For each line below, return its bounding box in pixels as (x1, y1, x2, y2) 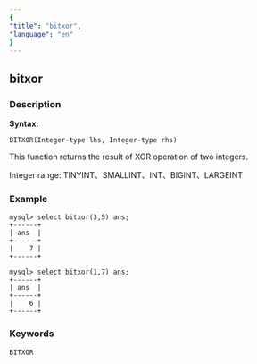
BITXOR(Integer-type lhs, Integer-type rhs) (9, 135, 178, 144)
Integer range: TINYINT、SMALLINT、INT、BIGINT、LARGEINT (9, 169, 244, 180)
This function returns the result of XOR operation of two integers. (9, 151, 249, 162)
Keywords (9, 327, 54, 340)
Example (9, 192, 48, 205)
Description (9, 97, 62, 110)
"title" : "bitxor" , (9, 21, 82, 30)
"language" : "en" (9, 30, 74, 38)
